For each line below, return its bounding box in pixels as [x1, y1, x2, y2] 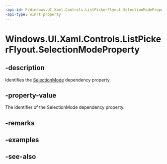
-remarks [5, 119, 35, 127]
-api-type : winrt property [5, 12, 61, 17]
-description [5, 64, 45, 72]
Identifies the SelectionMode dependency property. [5, 77, 111, 82]
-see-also [5, 153, 36, 161]
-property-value [5, 91, 57, 99]
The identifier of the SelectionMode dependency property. [5, 104, 125, 110]
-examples [5, 136, 39, 144]
